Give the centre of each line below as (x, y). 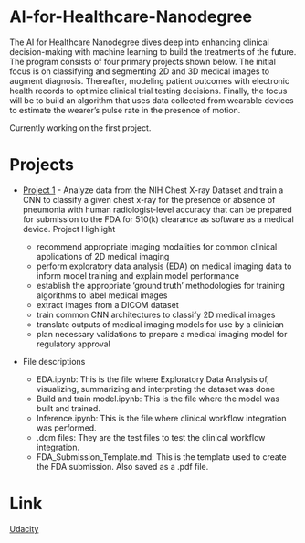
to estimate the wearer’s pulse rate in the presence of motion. (125, 110)
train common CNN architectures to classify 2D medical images (156, 314)
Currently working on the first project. (80, 128)
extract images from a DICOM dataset (108, 304)
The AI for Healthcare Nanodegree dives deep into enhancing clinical (139, 42)
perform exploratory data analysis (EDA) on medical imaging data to (164, 266)
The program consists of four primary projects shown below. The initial (143, 61)
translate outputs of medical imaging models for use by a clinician (160, 324)
